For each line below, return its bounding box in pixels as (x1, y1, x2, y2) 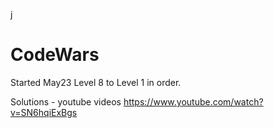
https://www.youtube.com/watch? (123, 95, 264, 108)
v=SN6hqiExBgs (10, 106, 78, 118)
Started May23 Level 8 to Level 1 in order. (10, 76, 182, 88)
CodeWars (10, 44, 100, 66)
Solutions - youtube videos (10, 95, 122, 108)
